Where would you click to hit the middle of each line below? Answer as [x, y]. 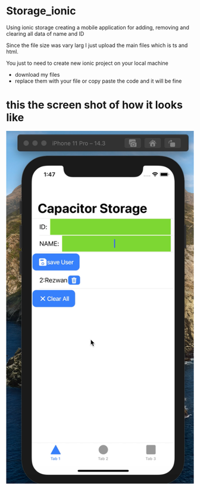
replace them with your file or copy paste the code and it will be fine [98, 81]
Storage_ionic [41, 11]
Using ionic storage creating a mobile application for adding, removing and [98, 27]
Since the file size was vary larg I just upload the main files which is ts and [97, 45]
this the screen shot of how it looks [95, 105]
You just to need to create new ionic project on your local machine [87, 63]
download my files [37, 74]
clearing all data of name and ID [45, 33]
